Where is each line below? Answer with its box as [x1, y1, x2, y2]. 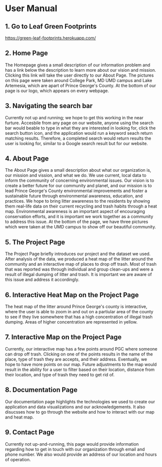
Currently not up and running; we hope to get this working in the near [5, 114, 144, 120]
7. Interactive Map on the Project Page [5, 333, 122, 341]
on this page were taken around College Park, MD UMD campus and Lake [5, 77, 152, 83]
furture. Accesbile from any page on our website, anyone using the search [5, 120, 154, 126]
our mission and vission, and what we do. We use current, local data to [5, 173, 146, 178]
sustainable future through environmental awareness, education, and [5, 193, 143, 199]
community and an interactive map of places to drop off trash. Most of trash [5, 261, 157, 267]
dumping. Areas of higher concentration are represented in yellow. [5, 319, 138, 325]
